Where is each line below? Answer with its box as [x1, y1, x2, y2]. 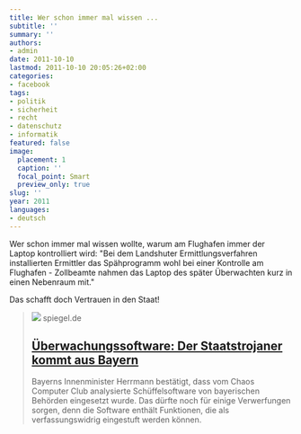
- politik [9, 96, 47, 106]
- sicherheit [9, 105, 58, 114]
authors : [9, 38, 42, 48]
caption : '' [17, 164, 63, 173]
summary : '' [9, 30, 54, 39]
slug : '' [9, 189, 42, 198]
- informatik [9, 130, 58, 139]
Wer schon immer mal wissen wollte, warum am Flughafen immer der [9, 238, 265, 249]
